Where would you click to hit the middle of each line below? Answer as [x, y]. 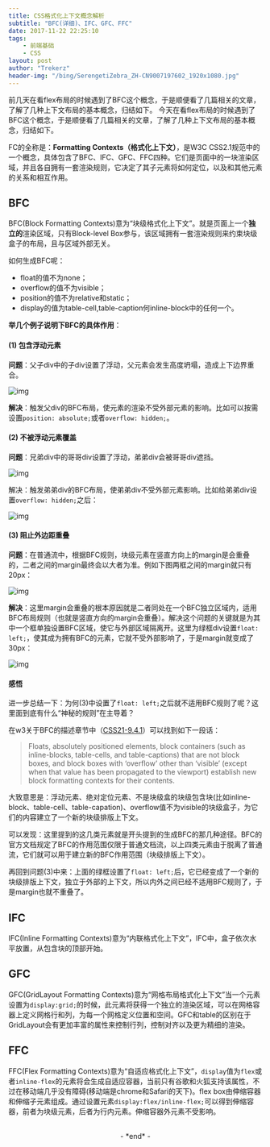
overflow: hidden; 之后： [57, 500]
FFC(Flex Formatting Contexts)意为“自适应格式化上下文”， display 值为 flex [132, 1071]
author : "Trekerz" [39, 69]
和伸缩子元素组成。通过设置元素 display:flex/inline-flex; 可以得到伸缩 [128, 1101]
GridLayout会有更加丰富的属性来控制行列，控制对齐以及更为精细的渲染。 [129, 1024]
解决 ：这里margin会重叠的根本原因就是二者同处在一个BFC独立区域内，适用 [133, 608]
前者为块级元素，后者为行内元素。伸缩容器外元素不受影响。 [121, 1111]
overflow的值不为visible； [63, 288]
